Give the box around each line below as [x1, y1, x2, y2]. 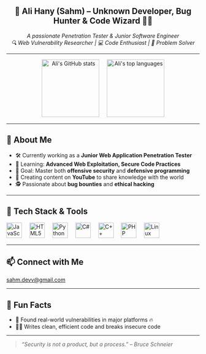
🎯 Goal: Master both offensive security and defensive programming [15, 167, 190, 174]
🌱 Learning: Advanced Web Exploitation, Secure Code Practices [15, 160, 181, 168]
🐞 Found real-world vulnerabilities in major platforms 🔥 [15, 316, 153, 323]
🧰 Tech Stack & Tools [6, 206, 88, 217]
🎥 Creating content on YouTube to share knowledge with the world [15, 173, 184, 181]
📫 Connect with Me [6, 256, 84, 267]
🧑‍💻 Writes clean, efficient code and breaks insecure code [15, 323, 161, 331]
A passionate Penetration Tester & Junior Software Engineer [26, 32, 180, 39]
